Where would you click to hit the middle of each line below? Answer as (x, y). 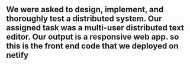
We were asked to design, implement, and (85, 10)
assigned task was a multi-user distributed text (95, 28)
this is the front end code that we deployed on (92, 46)
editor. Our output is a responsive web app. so (93, 37)
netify (17, 55)
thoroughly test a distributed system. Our (84, 19)
